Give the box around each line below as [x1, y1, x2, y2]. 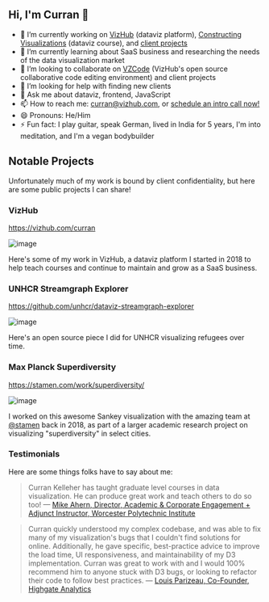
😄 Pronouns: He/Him [19, 110, 91, 120]
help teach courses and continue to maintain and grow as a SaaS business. [8, 263, 258, 272]
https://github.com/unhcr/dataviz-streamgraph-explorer [8, 301, 195, 311]
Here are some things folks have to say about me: [8, 466, 173, 477]
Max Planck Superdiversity [8, 361, 117, 373]
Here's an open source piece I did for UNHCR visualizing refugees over [8, 333, 245, 343]
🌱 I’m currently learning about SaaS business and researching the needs [19, 46, 260, 57]
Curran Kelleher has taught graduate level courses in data [27, 482, 220, 492]
